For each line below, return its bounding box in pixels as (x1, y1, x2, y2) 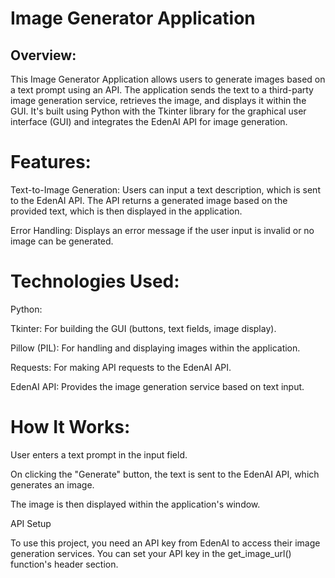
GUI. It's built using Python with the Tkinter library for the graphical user (10, 105, 307, 117)
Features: (10, 151, 92, 174)
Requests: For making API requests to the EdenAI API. (10, 361, 232, 373)
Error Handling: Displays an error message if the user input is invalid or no (10, 224, 315, 236)
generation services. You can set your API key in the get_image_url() (10, 547, 292, 559)
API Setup (10, 517, 52, 529)
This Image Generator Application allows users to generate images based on (10, 73, 326, 85)
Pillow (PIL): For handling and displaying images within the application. (10, 342, 301, 354)
